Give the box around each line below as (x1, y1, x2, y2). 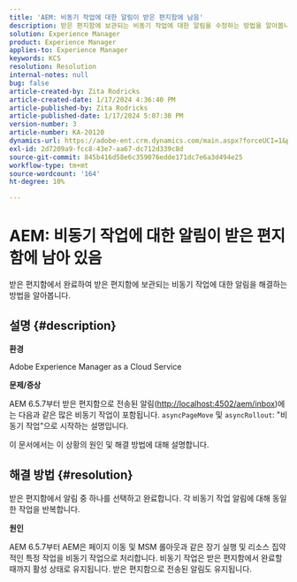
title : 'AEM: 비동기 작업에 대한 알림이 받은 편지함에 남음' (9, 12, 204, 22)
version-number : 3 (9, 120, 77, 129)
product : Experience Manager (9, 37, 117, 47)
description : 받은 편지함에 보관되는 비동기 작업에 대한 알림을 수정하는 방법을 (9, 21, 263, 30)
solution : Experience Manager (9, 29, 121, 38)
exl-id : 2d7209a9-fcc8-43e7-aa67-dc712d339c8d (9, 144, 184, 153)
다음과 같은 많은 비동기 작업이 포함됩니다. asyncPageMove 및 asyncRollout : (18, 409, 276, 420)
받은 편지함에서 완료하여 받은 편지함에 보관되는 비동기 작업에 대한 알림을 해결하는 (9, 280, 288, 290)
